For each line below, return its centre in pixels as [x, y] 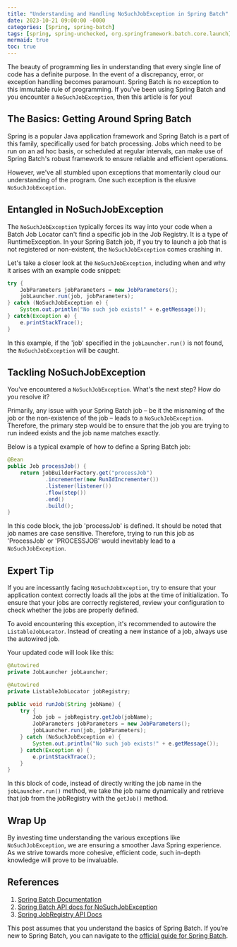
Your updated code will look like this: [61, 653]
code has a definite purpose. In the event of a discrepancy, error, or [105, 74]
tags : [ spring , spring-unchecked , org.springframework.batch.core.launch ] [120, 34]
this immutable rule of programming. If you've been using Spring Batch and [116, 89]
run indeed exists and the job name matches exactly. [84, 433]
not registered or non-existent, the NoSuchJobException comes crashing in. [115, 249]
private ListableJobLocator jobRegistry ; [69, 691]
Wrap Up [27, 820]
